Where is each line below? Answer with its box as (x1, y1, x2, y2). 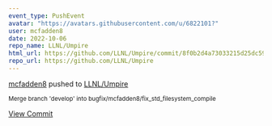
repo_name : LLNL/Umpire (8, 42, 89, 50)
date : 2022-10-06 (8, 34, 67, 43)
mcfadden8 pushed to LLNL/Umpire (8, 78, 129, 89)
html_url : (8, 49, 42, 57)
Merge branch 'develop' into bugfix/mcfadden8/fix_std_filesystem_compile (8, 94, 216, 103)
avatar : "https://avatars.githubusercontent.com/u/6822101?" (8, 19, 219, 27)
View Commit (8, 108, 53, 118)
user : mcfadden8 (8, 27, 63, 35)
